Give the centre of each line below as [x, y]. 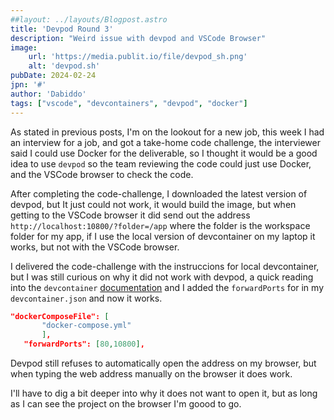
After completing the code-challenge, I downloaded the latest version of [159, 193]
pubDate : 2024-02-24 [53, 76]
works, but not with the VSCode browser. [95, 247]
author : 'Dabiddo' [48, 94]
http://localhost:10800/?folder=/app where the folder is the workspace [160, 225]
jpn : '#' [28, 85]
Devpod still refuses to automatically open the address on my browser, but [163, 363]
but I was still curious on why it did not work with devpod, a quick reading [162, 277]
